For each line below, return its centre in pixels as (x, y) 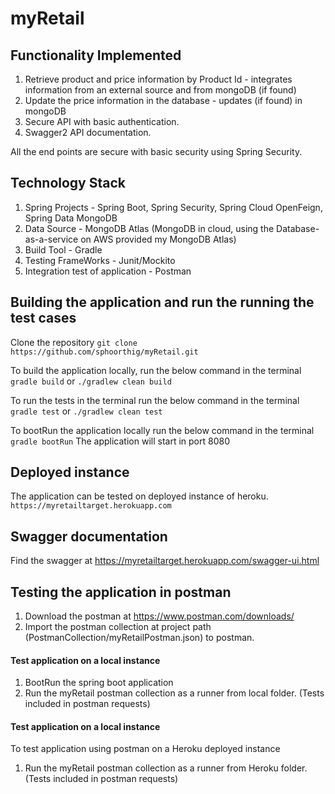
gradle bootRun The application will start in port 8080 (120, 441)
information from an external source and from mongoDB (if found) (160, 90)
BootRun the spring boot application (99, 683)
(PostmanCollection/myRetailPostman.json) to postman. (139, 638)
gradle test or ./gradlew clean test (86, 411)
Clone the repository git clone (74, 342)
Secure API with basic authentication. (102, 121)
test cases (43, 318)
